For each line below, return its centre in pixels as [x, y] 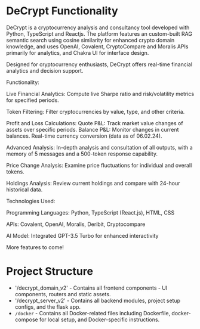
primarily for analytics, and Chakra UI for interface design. [78, 52]
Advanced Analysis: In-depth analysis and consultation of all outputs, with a [99, 147]
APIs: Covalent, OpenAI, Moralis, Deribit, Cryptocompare [76, 224]
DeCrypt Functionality [62, 11]
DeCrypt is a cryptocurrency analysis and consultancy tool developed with [98, 27]
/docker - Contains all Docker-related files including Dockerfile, [93, 313]
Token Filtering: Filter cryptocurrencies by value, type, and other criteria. [96, 111]
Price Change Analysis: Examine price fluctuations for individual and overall [99, 165]
